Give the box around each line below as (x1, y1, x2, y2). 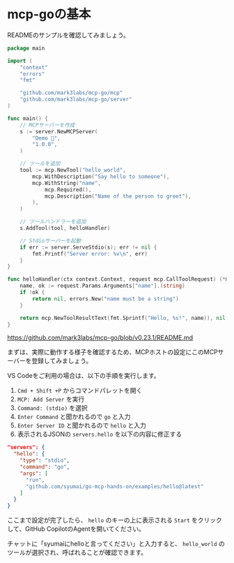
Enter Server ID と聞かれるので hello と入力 (17, 421, 146, 430)
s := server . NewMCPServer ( (19, 128, 98, 135)
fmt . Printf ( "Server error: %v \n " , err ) (32, 250, 148, 257)
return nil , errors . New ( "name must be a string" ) (32, 295, 179, 302)
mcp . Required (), (44, 186, 92, 193)
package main (7, 45, 45, 52)
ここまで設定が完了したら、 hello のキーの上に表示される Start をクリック (7, 516, 223, 525)
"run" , (25, 476, 45, 483)
